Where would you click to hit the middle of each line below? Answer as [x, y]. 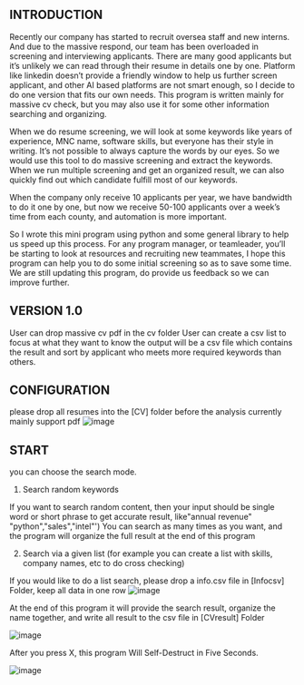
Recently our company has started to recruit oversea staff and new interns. [150, 36]
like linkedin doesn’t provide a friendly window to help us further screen [143, 75]
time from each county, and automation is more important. [118, 216]
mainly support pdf [45, 422]
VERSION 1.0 [46, 311]
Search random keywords [71, 490]
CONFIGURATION [60, 391]
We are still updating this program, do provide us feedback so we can [139, 272]
